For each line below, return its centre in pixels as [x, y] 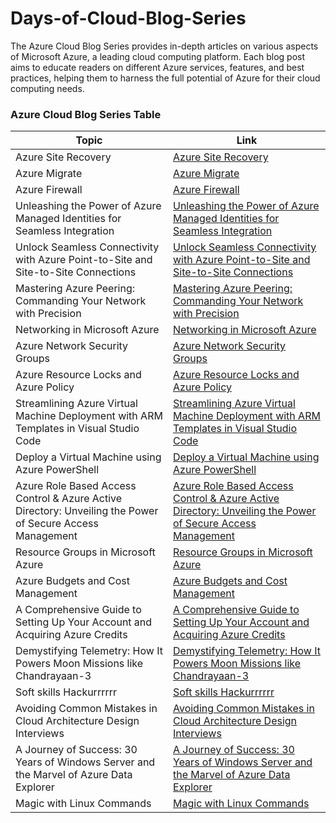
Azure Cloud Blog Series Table [86, 114]
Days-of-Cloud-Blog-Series [128, 18]
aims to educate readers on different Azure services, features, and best [157, 67]
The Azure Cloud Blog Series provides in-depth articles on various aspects [164, 46]
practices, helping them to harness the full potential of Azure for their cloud [165, 78]
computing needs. [47, 88]
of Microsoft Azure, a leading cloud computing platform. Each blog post [158, 56]
